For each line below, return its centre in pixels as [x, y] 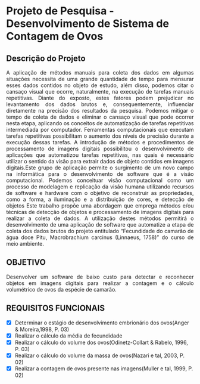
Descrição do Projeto [46, 58]
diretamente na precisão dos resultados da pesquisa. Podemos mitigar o [100, 111]
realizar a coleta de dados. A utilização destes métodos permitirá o [100, 218]
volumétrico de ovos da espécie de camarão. [62, 289]
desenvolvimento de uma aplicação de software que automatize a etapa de [100, 224]
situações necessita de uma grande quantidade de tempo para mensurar [100, 79]
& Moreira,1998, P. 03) [42, 329]
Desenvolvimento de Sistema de [88, 24]
